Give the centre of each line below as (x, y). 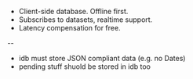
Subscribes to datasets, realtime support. (86, 20)
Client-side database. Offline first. (73, 11)
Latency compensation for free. (69, 28)
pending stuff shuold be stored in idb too (84, 66)
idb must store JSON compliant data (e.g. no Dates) (102, 58)
